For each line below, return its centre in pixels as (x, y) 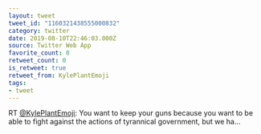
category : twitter (39, 30)
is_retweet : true (37, 68)
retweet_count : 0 (37, 61)
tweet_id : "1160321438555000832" (64, 23)
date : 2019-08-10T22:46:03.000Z (62, 38)
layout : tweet (32, 16)
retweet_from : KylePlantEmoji (59, 75)
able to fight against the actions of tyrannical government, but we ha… (124, 122)
